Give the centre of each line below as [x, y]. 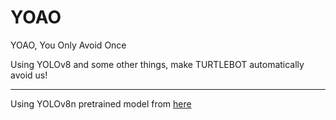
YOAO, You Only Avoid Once [68, 45]
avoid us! [29, 75]
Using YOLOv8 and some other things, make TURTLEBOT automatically [157, 64]
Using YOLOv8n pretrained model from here [101, 103]
